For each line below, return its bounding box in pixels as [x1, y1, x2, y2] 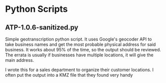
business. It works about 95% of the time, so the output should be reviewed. [5, 47, 161, 52]
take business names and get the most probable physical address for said [5, 41, 156, 47]
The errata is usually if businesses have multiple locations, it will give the [5, 52, 154, 58]
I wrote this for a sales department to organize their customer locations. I [5, 67, 154, 73]
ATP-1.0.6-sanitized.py [5, 23, 78, 32]
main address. [5, 57, 34, 63]
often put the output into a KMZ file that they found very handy [5, 72, 133, 78]
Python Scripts [5, 3, 68, 15]
